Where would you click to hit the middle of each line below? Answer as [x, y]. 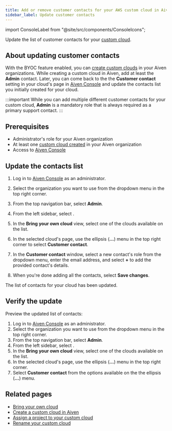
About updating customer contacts [62, 55]
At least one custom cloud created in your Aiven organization [77, 145]
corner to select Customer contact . [50, 244]
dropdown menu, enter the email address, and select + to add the [82, 260]
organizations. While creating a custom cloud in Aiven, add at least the [80, 73]
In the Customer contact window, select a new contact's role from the [87, 254]
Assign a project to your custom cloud [53, 417]
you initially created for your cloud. [42, 90]
